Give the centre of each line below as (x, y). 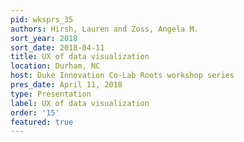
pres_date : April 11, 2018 (66, 85)
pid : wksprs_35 (42, 19)
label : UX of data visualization (80, 103)
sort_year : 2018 (44, 38)
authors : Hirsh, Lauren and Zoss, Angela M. (104, 29)
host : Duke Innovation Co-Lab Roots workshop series (122, 76)
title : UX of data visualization (80, 57)
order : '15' (35, 112)
